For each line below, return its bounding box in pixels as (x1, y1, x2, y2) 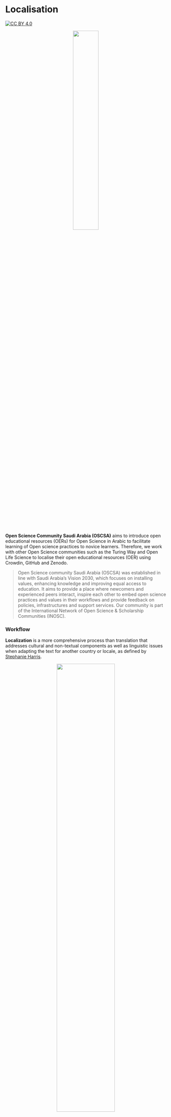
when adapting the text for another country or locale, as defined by (5, 648, 146, 654)
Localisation (5, 4, 59, 15)
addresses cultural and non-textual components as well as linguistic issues (5, 643, 163, 649)
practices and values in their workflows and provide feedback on (17, 596, 155, 603)
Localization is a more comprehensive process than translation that (5, 637, 148, 644)
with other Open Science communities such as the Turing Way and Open (5, 549, 158, 555)
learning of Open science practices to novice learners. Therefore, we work (5, 543, 162, 549)
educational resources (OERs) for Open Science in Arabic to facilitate (5, 538, 151, 544)
